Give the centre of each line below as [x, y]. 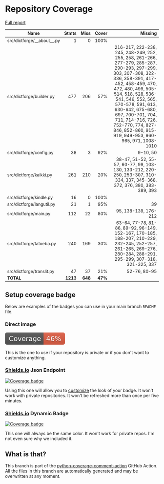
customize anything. [25, 358]
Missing [149, 33]
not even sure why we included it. [39, 439]
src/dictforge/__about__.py [33, 41]
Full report [15, 22]
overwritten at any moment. [33, 476]
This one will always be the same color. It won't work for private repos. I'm [80, 434]
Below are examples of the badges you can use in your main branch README [81, 307]
